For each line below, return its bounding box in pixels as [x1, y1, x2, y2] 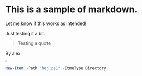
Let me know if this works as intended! [5, 20, 87, 27]
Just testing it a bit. [5, 30, 46, 36]
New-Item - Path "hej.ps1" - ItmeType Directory [5, 65, 106, 71]
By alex [5, 50, 21, 56]
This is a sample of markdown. [5, 4, 138, 15]
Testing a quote [17, 40, 51, 46]
